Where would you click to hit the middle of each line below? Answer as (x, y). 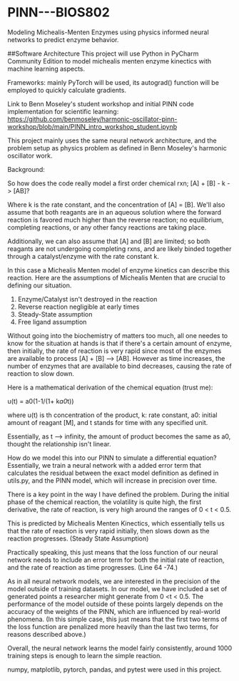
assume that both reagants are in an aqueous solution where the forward (115, 212)
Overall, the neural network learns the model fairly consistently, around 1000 (120, 648)
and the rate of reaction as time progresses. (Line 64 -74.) (93, 567)
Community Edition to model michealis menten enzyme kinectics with (110, 61)
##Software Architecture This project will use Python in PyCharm (103, 53)
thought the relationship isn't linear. (59, 444)
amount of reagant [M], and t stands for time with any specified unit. (108, 422)
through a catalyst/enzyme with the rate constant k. (83, 256)
